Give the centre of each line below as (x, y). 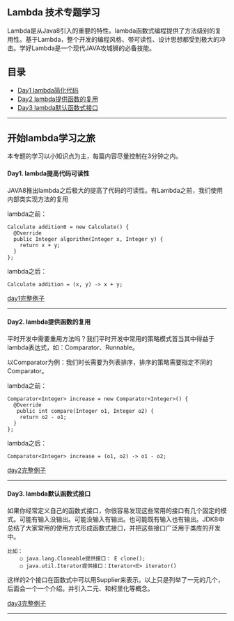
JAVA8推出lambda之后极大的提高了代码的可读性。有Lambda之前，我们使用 (115, 190)
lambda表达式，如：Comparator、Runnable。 (73, 347)
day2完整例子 (27, 470)
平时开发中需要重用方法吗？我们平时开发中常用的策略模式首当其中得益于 (111, 338)
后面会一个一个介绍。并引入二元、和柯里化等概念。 (80, 589)
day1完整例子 (26, 298)
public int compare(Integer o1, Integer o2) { (85, 411)
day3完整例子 (27, 604)
